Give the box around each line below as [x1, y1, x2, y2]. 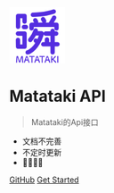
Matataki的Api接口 [30, 116, 100, 127]
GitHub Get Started [9, 174, 79, 185]
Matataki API [9, 87, 107, 106]
